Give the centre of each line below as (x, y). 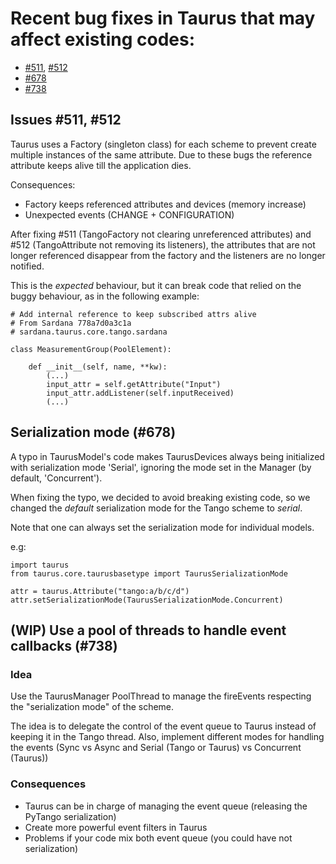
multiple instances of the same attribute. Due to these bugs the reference (161, 154)
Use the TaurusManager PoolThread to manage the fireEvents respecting (161, 696)
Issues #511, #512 (66, 120)
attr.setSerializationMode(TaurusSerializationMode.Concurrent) (147, 600)
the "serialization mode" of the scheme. (92, 707)
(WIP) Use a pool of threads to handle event (148, 630)
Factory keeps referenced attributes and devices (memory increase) (165, 204)
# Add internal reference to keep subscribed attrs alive (133, 314)
